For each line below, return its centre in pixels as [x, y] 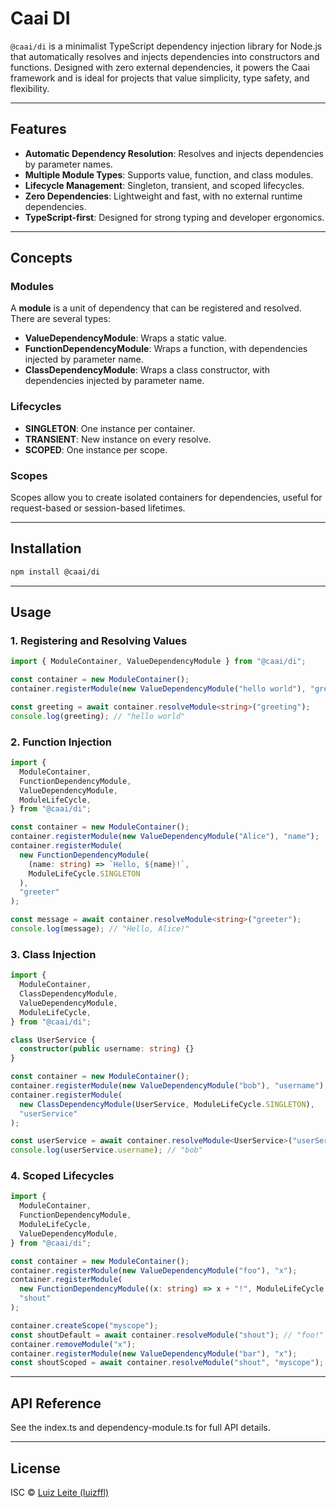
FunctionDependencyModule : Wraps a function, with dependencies [166, 349]
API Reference [56, 1403]
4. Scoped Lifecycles [62, 1176]
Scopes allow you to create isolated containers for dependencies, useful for [166, 498]
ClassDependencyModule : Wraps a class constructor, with [147, 370]
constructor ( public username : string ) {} [107, 1049]
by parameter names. [68, 164]
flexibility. [30, 88]
